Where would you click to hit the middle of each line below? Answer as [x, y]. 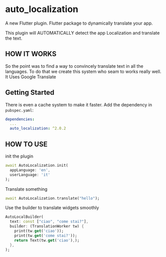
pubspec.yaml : [19, 110]
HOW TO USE [26, 144]
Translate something [26, 189]
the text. [14, 38]
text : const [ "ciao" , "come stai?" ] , [49, 222]
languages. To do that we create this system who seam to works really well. [83, 71]
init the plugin [19, 156]
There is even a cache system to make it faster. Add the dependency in [78, 104]
